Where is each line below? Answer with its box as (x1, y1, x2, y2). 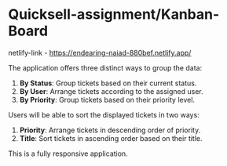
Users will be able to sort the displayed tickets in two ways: (8, 110, 200, 119)
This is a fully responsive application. (8, 149, 128, 158)
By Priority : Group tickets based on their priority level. (19, 95, 195, 104)
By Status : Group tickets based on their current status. (19, 78, 197, 88)
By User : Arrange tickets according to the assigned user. (19, 86, 204, 96)
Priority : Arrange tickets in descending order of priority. (19, 125, 201, 135)
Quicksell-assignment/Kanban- (8, 5, 220, 23)
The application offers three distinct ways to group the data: (8, 63, 203, 72)
